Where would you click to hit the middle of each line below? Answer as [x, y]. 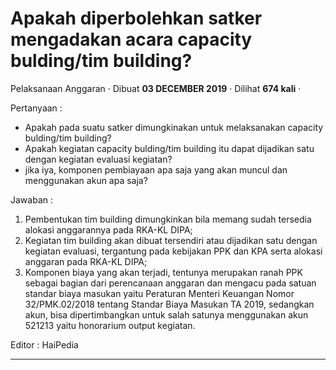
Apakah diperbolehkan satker [136, 18]
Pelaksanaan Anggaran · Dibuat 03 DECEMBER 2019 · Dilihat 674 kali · [156, 88]
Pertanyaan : [36, 108]
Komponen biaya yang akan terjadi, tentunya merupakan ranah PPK [163, 272]
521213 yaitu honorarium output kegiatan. [110, 325]
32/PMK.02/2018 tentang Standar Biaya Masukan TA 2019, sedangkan [169, 304]
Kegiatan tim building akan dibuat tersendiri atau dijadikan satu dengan [171, 240]
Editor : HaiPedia [44, 344]
